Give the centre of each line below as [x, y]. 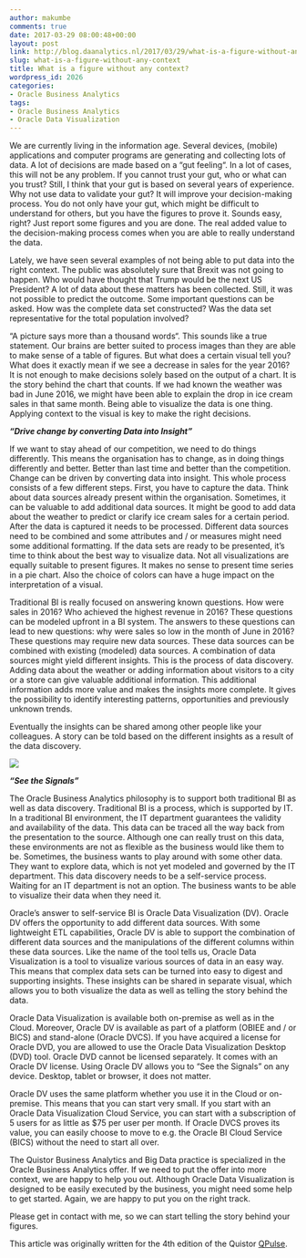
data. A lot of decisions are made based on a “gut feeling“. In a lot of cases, [151, 165]
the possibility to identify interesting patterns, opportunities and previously [149, 700]
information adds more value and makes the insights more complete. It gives [153, 690]
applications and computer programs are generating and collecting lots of [148, 155]
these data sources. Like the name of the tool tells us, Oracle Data [133, 952]
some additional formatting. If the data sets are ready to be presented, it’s [147, 546]
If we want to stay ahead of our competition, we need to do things [133, 449]
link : [20, 52]
